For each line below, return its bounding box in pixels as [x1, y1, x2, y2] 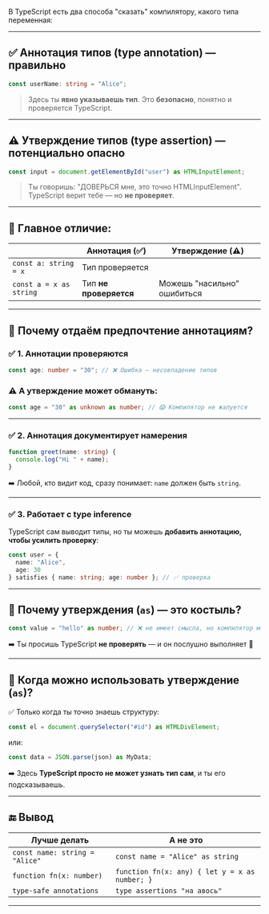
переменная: [8, 15, 54, 25]
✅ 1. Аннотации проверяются [8, 348, 129, 359]
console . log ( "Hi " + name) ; [15, 455, 110, 464]
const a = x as [12, 280, 70, 289]
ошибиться [159, 288, 203, 300]
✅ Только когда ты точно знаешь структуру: [8, 707, 160, 717]
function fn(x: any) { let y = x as [115, 867, 255, 876]
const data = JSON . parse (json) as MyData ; [8, 753, 152, 761]
